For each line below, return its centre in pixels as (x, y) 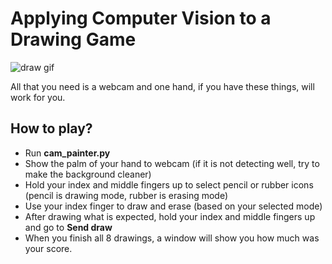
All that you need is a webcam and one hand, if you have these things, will (162, 86)
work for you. (38, 97)
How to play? (51, 128)
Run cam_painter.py (67, 153)
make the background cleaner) (88, 174)
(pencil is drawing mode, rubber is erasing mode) (126, 195)
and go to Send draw (68, 227)
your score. (48, 248)
